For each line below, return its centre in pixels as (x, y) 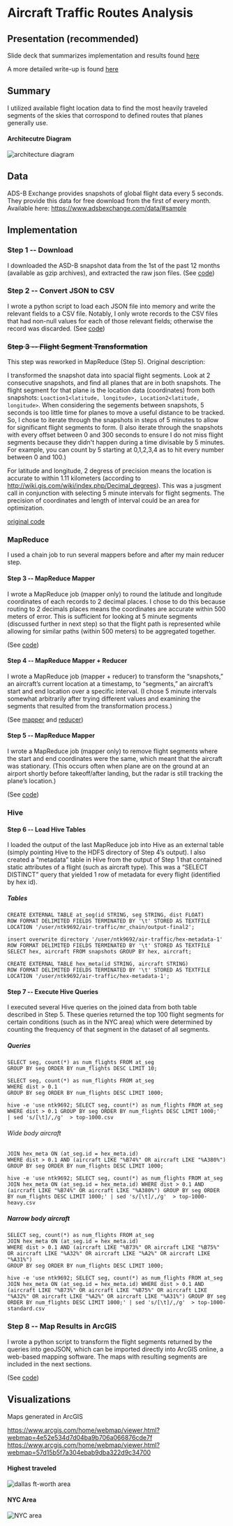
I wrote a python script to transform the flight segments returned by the (110, 1341)
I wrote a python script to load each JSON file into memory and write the (111, 306)
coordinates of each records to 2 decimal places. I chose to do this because (116, 601)
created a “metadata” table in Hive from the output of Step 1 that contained (115, 860)
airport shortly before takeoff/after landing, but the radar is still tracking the (115, 773)
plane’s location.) (32, 781)
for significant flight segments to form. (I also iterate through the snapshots (115, 428)
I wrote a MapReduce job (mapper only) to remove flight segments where (113, 751)
